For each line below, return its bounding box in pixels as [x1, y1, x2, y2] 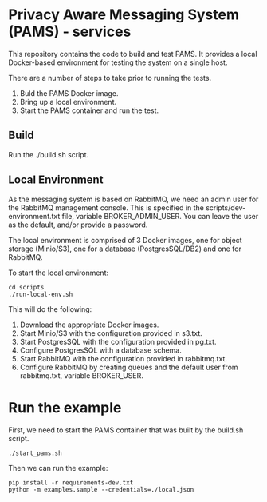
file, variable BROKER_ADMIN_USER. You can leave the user [61, 211, 259, 221]
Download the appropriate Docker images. [19, 320, 159, 329]
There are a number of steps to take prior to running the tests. [8, 73, 212, 82]
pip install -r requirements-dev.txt [8, 478, 134, 487]
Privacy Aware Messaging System [8, 6, 240, 24]
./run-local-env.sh [8, 290, 73, 298]
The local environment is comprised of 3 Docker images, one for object [8, 235, 242, 245]
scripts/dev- [206, 202, 246, 213]
